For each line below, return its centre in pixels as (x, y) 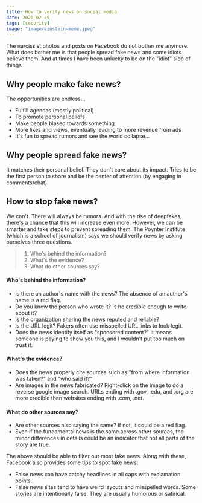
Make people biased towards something (65, 123)
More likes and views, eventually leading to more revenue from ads (98, 130)
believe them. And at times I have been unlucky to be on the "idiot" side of (99, 59)
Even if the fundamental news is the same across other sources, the (99, 432)
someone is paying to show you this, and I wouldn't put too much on (100, 339)
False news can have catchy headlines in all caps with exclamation (98, 475)
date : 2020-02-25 (28, 18)
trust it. (24, 345)
